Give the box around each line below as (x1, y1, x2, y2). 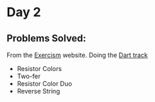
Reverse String (16, 87, 61, 95)
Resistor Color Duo (16, 79, 72, 88)
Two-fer (16, 72, 41, 80)
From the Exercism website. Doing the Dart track (6, 51, 148, 59)
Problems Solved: (6, 32, 86, 44)
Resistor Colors (16, 65, 62, 72)
